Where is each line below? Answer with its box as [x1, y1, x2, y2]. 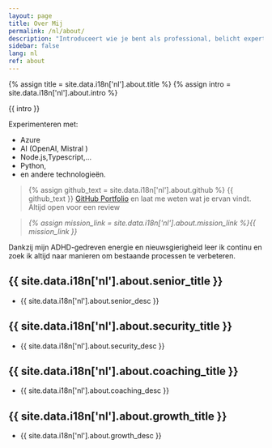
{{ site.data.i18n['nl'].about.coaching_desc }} [19, 386, 170, 395]
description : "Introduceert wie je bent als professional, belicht [8, 34, 241, 43]
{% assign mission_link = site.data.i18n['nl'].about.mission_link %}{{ [28, 218, 257, 228]
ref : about [8, 58, 45, 66]
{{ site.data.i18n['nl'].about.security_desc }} [19, 341, 165, 351]
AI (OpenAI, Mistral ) [19, 143, 88, 153]
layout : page [8, 11, 53, 20]
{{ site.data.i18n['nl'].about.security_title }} [8, 319, 233, 333]
